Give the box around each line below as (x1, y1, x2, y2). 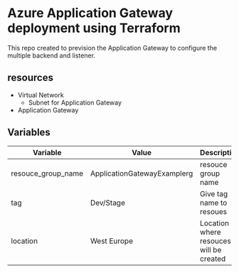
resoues (200, 206, 228, 216)
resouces (200, 236, 231, 246)
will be (200, 245, 222, 255)
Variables (7, 127, 51, 139)
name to (200, 198, 228, 208)
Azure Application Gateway (7, 5, 173, 21)
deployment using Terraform (7, 20, 181, 36)
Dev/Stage (90, 198, 126, 208)
